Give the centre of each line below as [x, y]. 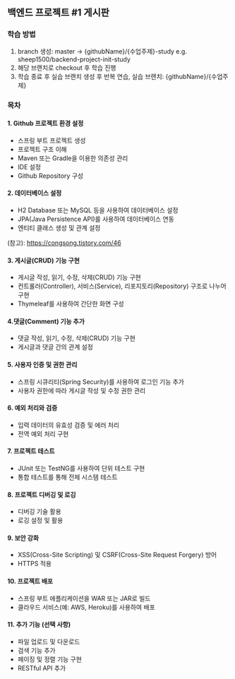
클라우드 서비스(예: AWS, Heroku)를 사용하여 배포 [86, 607]
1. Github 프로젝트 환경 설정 [46, 124]
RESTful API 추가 [42, 668]
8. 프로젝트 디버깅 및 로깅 [42, 494]
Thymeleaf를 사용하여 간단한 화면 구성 [71, 304]
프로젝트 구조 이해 [42, 149]
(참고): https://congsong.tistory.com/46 [64, 243]
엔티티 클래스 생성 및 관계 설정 [59, 228]
